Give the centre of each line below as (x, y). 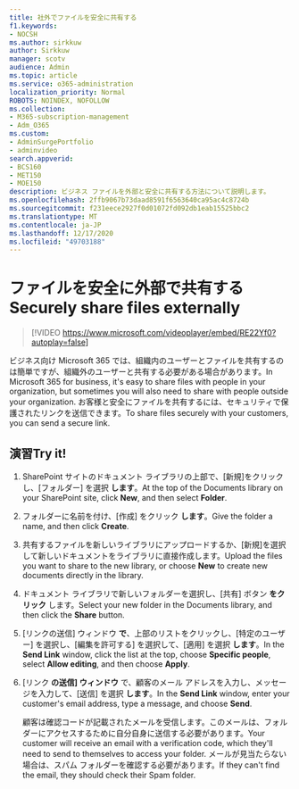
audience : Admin (39, 68)
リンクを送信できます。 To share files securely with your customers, (164, 413)
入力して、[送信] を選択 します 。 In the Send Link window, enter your (164, 693)
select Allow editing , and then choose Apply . (106, 664)
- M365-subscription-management (69, 117)
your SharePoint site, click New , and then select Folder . (125, 498)
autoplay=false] (60, 342)
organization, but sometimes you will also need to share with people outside (149, 391)
